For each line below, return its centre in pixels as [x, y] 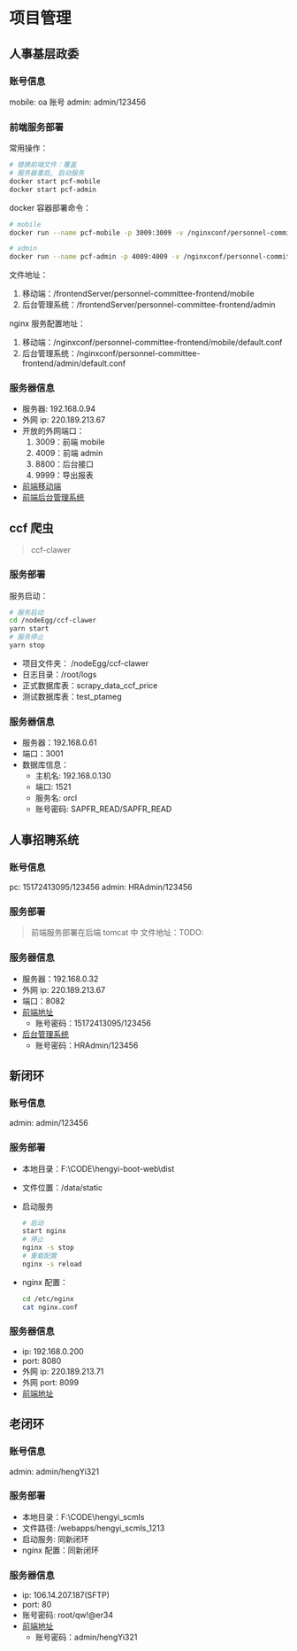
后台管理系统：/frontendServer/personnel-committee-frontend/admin [148, 305]
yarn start [29, 629]
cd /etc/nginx [48, 1298]
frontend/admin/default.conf [74, 363]
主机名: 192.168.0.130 [73, 776]
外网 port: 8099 [50, 1382]
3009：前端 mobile [70, 442]
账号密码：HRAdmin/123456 [87, 1045]
